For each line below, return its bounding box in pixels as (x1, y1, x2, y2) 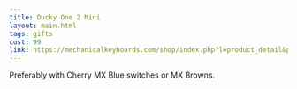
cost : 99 (9, 37, 42, 47)
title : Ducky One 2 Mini (9, 12, 101, 22)
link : (9, 46, 29, 55)
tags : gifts (9, 29, 53, 38)
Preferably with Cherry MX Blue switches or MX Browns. (9, 70, 215, 80)
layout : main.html (9, 21, 77, 30)
